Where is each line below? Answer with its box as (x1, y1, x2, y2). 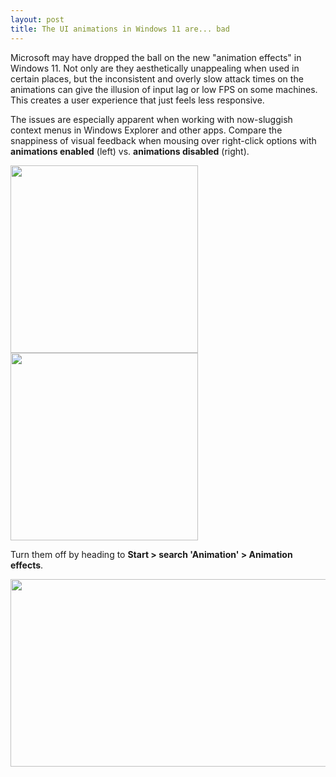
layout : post (10, 14, 65, 25)
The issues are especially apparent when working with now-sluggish (10, 113, 293, 125)
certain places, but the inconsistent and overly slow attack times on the (10, 72, 304, 85)
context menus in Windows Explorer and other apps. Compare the (10, 124, 283, 136)
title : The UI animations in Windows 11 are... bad (10, 24, 230, 34)
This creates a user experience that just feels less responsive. (10, 94, 265, 106)
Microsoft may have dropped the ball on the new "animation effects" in (10, 51, 302, 63)
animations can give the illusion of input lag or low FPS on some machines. (10, 83, 318, 95)
